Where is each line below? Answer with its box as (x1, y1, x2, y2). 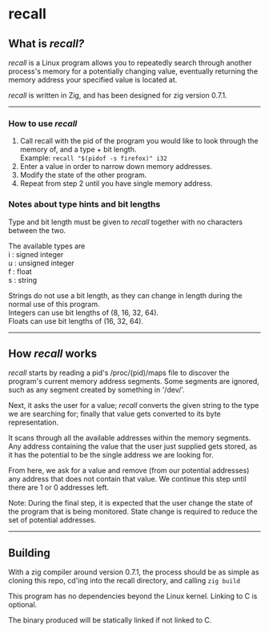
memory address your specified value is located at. (8, 75, 178, 84)
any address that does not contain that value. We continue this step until (8, 474, 247, 484)
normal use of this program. (8, 299, 100, 308)
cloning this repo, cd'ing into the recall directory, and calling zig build (8, 576, 240, 586)
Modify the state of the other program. (19, 170, 147, 180)
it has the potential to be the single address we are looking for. (8, 450, 214, 460)
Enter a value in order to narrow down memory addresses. (19, 162, 212, 171)
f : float (8, 266, 32, 276)
